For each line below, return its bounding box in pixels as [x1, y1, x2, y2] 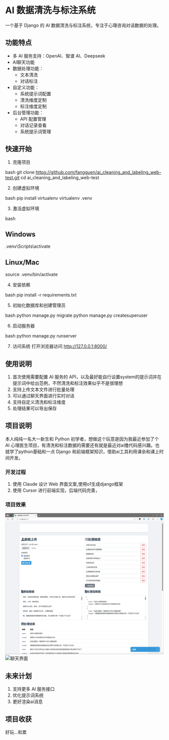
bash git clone [5, 169, 35, 175]
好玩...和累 [5, 729, 27, 735]
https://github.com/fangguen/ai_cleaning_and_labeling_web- [35, 169, 161, 175]
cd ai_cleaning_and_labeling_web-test [21, 175, 100, 181]
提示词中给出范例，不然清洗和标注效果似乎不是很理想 [12, 380, 123, 386]
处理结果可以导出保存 [12, 406, 57, 411]
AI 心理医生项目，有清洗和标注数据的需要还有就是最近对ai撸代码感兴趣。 [5, 442, 155, 448]
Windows [5, 230, 36, 239]
